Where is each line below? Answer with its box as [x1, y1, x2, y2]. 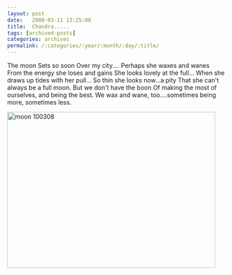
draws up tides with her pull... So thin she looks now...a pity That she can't [7, 76, 220, 84]
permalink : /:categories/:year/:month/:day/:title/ [7, 42, 159, 49]
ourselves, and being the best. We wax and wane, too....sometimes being [7, 91, 216, 99]
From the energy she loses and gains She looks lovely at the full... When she [7, 69, 225, 77]
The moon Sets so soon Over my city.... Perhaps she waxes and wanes [7, 62, 210, 69]
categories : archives [7, 36, 70, 43]
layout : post [7, 10, 45, 17]
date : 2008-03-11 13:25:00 [7, 17, 91, 24]
